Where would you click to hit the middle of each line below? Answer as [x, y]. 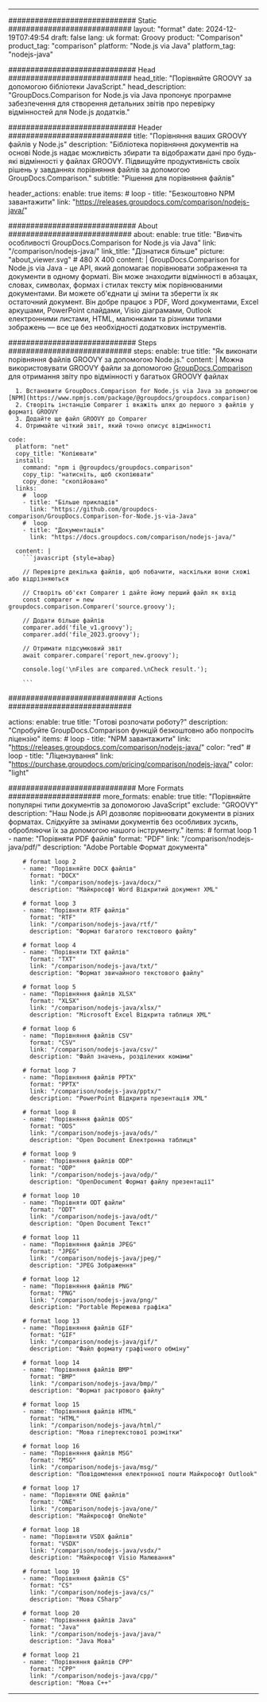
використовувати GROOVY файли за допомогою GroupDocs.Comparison [130, 368]
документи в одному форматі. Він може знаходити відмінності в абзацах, [133, 276]
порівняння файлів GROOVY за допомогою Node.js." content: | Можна [126, 359]
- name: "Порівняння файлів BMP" [78, 1370]
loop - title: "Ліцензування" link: [61, 756]
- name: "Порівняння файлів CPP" [78, 1662]
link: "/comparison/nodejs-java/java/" [95, 1634]
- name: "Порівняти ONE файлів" [76, 1495]
